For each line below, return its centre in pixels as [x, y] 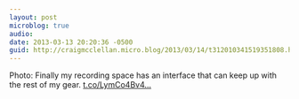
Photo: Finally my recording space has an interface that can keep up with [143, 75]
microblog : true [39, 26]
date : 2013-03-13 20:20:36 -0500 [71, 42]
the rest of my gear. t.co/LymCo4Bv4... [81, 85]
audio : [21, 34]
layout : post [33, 17]
